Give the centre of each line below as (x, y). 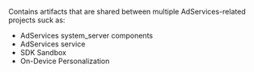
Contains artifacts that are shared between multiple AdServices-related (127, 12)
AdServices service (53, 44)
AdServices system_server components (87, 36)
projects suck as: (37, 20)
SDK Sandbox (43, 52)
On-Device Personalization (65, 61)
